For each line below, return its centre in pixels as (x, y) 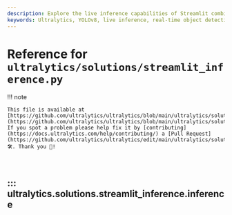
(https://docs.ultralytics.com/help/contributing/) (83, 134)
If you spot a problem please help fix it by (74, 128)
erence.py (35, 80)
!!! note (17, 97)
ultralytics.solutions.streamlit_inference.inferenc (116, 194)
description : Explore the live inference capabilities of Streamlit (108, 13)
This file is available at (46, 110)
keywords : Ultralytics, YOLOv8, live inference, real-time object (105, 20)
